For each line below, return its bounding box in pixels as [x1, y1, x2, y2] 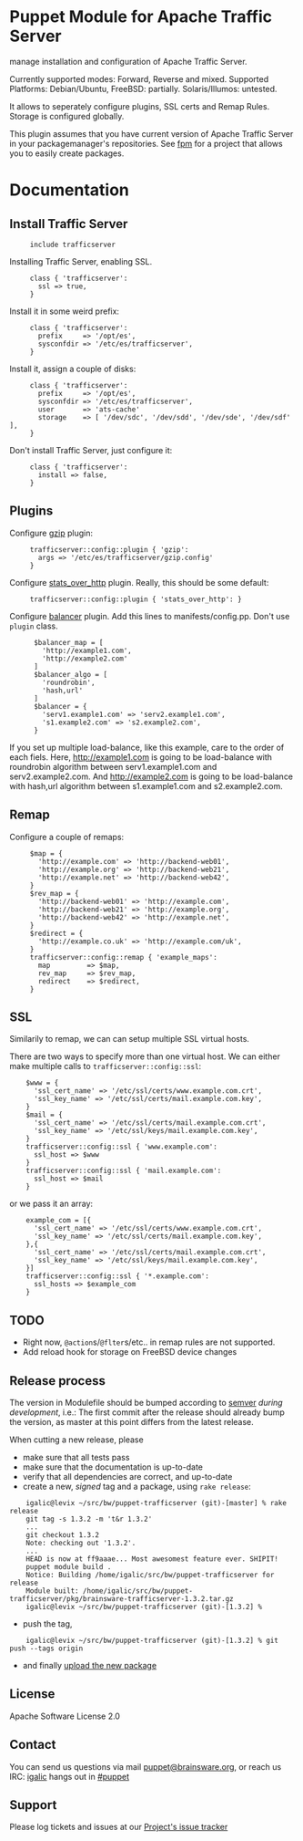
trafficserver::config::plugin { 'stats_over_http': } [29, 595, 243, 604]
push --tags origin [9, 1644, 84, 1653]
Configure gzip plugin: [9, 527, 94, 538]
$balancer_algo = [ [33, 670, 107, 679]
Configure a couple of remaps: [9, 831, 125, 842]
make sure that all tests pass [22, 1452, 130, 1462]
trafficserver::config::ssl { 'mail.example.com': [25, 1166, 222, 1176]
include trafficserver [29, 240, 116, 249]
